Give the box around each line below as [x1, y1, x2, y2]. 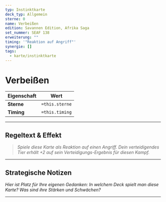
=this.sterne [41, 101, 72, 107]
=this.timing [41, 109, 72, 115]
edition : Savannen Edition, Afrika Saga [5, 26, 90, 31]
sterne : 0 [5, 16, 26, 21]
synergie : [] [5, 44, 32, 49]
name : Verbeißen [5, 21, 39, 26]
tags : [5, 49, 16, 53]
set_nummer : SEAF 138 [5, 30, 50, 35]
